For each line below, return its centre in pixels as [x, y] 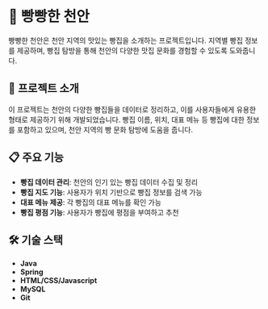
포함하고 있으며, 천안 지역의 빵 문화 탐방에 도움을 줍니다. [105, 129]
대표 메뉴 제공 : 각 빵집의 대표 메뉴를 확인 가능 [90, 202]
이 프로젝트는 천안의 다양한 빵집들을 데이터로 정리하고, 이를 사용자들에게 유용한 [132, 109]
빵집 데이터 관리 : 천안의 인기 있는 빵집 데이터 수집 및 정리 [109, 182]
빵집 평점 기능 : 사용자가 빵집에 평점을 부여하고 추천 [99, 212]
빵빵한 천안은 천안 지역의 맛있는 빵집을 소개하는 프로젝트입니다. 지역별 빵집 [126, 40]
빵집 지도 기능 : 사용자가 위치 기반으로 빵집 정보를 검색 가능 [111, 192]
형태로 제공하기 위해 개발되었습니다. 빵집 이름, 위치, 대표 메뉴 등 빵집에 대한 [126, 119]
